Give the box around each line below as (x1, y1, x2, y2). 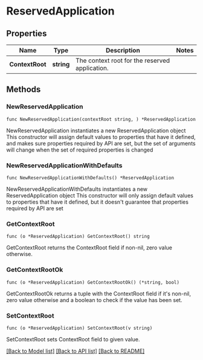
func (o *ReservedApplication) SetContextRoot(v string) (6, 325, 153, 331)
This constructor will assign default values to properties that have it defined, (6, 133, 196, 140)
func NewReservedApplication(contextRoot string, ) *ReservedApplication (6, 116, 196, 122)
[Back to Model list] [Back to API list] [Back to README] (6, 347, 145, 355)
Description (105, 47, 140, 54)
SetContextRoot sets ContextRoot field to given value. (6, 335, 140, 342)
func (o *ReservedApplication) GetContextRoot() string (6, 234, 150, 240)
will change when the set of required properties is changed (6, 146, 153, 153)
